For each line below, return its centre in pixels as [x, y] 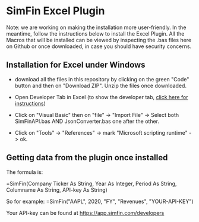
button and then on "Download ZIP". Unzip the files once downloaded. [101, 85]
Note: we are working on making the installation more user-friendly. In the [96, 27]
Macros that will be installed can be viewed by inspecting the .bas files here [99, 40]
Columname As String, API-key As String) [57, 190]
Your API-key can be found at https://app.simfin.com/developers [85, 213]
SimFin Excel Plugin [56, 11]
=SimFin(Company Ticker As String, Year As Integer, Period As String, [91, 183]
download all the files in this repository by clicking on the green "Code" [102, 79]
